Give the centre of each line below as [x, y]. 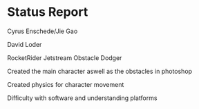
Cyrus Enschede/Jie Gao [42, 31]
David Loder [25, 44]
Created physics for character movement [66, 84]
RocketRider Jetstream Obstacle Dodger [65, 58]
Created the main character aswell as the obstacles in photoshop [99, 71]
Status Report [48, 12]
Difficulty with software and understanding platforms [82, 98]
